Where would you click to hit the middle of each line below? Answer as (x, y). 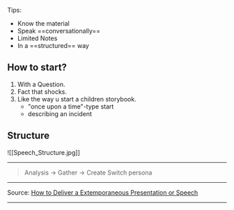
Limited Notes (37, 38)
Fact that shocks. (42, 91)
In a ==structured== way (53, 46)
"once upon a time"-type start (71, 106)
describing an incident (60, 113)
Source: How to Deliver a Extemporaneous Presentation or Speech (103, 192)
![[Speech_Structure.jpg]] (44, 152)
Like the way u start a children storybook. (77, 99)
